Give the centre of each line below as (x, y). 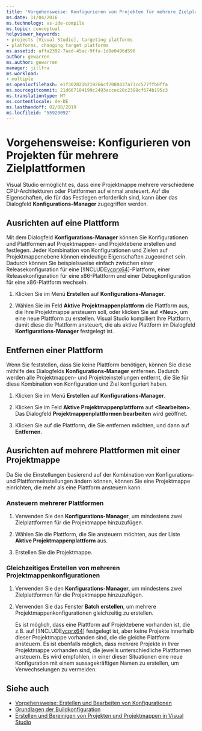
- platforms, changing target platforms (58, 46)
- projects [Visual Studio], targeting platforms (70, 40)
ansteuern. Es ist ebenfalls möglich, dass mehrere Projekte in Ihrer (97, 644)
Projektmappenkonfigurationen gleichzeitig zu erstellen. (84, 613)
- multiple (20, 79)
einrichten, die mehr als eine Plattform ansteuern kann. (74, 487)
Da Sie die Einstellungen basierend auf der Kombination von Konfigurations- (100, 474)
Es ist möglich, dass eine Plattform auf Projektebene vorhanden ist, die (103, 625)
